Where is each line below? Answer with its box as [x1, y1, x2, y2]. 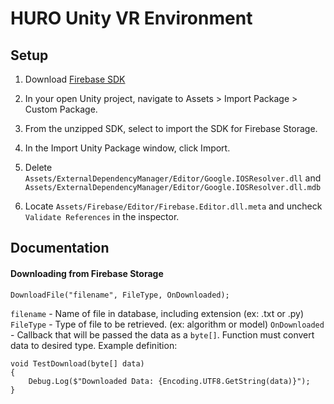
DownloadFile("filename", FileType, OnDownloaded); [10, 290, 230, 300]
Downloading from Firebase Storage [10, 267, 164, 279]
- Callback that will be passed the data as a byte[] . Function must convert [10, 328, 315, 341]
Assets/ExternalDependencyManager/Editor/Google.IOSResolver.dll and [24, 172, 322, 184]
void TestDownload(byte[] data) [10, 358, 145, 369]
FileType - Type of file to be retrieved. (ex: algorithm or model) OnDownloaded [10, 318, 325, 330]
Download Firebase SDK [24, 73, 126, 85]
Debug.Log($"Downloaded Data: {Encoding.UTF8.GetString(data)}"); [28, 376, 311, 386]
